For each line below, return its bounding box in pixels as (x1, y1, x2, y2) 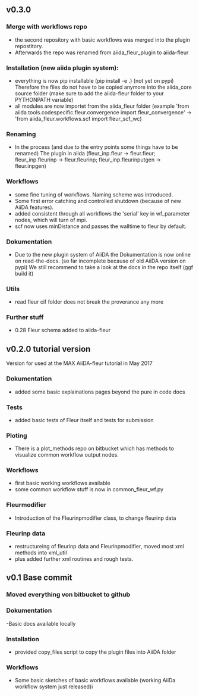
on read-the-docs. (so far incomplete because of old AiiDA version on (14, 257, 186, 264)
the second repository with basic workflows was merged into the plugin (14, 36, 191, 43)
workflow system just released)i (14, 683, 93, 690)
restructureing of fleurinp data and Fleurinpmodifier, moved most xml (14, 543, 184, 550)
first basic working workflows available (14, 479, 111, 487)
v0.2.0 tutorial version (6, 344, 91, 354)
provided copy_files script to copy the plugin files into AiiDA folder (14, 648, 176, 656)
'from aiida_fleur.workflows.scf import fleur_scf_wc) (14, 115, 142, 122)
